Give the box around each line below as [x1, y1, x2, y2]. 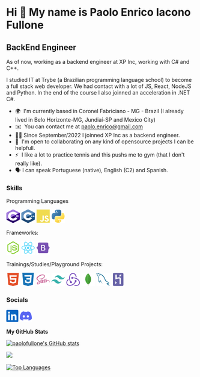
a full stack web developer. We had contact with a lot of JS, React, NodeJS [6, 83, 192, 90]
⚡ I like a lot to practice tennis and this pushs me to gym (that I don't [14, 151, 185, 158]
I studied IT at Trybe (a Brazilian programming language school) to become [6, 76, 192, 83]
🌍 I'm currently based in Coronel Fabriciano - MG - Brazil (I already [14, 108, 184, 114]
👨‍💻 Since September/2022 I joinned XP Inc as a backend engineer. [14, 132, 180, 139]
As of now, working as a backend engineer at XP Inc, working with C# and [6, 58, 190, 65]
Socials [6, 296, 28, 304]
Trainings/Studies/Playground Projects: [6, 261, 103, 268]
